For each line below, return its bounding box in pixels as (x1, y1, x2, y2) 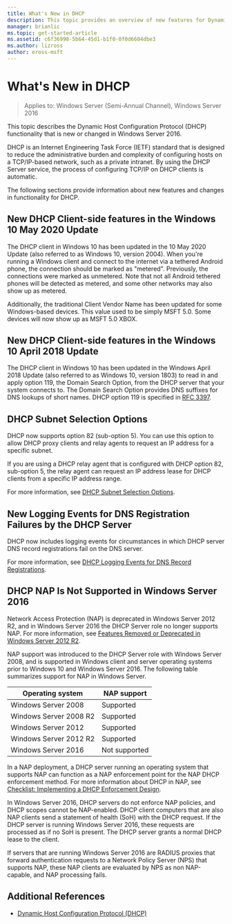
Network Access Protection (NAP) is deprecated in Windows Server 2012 (7, 614, 215, 623)
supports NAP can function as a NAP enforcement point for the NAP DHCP (7, 770, 220, 779)
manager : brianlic (7, 23, 60, 30)
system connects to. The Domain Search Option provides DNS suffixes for (7, 386, 218, 395)
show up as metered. (7, 287, 68, 295)
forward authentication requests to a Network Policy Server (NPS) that (7, 855, 207, 864)
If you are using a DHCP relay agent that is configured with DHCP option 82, (7, 460, 224, 468)
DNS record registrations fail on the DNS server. (7, 545, 144, 553)
